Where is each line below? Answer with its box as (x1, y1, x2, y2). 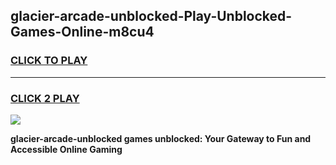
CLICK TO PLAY (10, 54, 88, 68)
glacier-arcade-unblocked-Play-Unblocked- (10, 8, 293, 25)
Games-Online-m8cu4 (10, 24, 155, 41)
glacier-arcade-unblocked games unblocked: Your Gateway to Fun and (10, 132, 312, 144)
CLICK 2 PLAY (10, 91, 80, 105)
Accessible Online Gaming (10, 143, 123, 155)
